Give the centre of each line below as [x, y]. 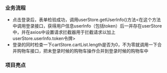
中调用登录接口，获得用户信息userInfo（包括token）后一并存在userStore [87, 26]
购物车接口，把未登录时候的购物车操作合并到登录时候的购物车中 [82, 51]
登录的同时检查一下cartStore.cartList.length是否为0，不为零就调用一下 [85, 45]
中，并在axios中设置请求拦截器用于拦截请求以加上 [64, 32]
